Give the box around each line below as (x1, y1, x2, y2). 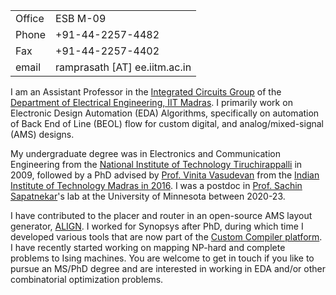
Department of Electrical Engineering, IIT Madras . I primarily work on (10, 97, 293, 108)
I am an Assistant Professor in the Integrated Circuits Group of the (10, 86, 282, 98)
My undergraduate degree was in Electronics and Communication (10, 148, 282, 159)
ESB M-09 (55, 12, 107, 25)
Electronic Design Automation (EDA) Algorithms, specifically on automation (10, 107, 320, 119)
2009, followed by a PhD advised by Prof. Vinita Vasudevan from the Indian (10, 169, 320, 181)
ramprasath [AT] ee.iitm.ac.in (55, 60, 192, 74)
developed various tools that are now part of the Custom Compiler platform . (10, 231, 323, 243)
